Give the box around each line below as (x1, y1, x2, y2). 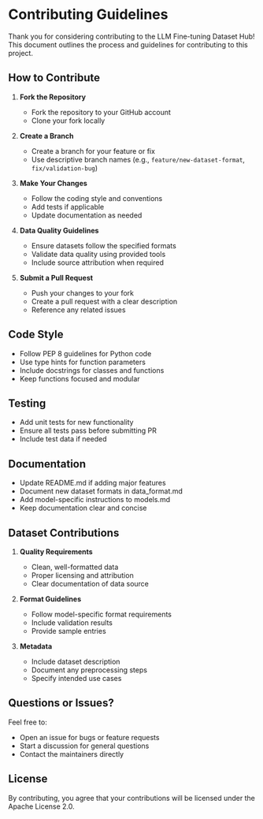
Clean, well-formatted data (31, 562, 119, 571)
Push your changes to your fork (31, 288, 134, 297)
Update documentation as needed (31, 210, 143, 220)
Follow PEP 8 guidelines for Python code (19, 348, 152, 358)
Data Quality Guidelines (19, 225, 99, 235)
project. (8, 48, 34, 58)
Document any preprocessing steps (31, 665, 148, 675)
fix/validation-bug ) (31, 163, 98, 173)
